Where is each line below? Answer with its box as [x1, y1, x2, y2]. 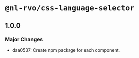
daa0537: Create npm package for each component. [12, 47, 120, 53]
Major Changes [5, 36, 43, 43]
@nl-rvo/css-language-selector [5, 3, 135, 13]
